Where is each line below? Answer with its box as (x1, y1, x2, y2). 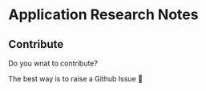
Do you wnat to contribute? (8, 58, 99, 68)
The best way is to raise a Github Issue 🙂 (8, 74, 143, 83)
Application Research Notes (8, 6, 199, 24)
